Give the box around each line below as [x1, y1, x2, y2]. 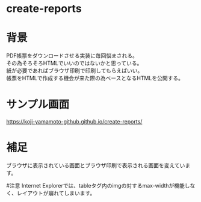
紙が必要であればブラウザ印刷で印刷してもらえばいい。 [6, 67, 143, 74]
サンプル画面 [6, 98, 70, 111]
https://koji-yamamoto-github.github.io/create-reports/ [6, 118, 143, 125]
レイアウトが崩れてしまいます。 [16, 189, 96, 197]
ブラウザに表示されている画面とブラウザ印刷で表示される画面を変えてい [6, 162, 185, 169]
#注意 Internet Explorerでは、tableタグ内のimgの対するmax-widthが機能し [6, 182, 191, 189]
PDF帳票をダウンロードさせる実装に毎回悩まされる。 [6, 52, 138, 59]
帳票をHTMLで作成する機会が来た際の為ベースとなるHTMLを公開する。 [6, 74, 184, 82]
